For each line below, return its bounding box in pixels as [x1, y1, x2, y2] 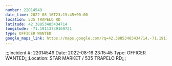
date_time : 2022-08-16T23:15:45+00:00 [5, 12, 88, 17]
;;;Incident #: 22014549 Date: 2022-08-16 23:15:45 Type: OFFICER [5, 49, 146, 56]
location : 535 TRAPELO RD [5, 17, 60, 22]
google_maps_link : [5, 36, 45, 41]
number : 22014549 [5, 7, 42, 13]
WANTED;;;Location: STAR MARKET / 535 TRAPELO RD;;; [5, 55, 126, 61]
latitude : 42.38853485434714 [5, 21, 68, 27]
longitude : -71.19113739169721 [5, 26, 72, 31]
